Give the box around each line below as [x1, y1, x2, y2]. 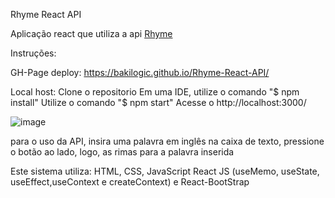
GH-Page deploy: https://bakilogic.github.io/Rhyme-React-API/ [10, 67, 270, 78]
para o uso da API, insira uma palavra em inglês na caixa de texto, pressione [10, 135, 325, 147]
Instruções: [10, 47, 57, 59]
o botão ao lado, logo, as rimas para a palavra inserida [10, 146, 235, 158]
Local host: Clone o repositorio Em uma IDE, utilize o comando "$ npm [10, 86, 300, 98]
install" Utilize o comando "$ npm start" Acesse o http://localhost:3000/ [10, 97, 307, 108]
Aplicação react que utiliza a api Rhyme [10, 28, 173, 39]
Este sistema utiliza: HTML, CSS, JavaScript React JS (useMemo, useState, [10, 165, 320, 177]
